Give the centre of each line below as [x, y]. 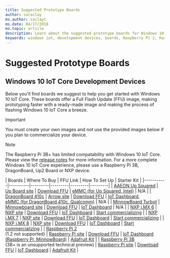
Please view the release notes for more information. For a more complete [81, 160]
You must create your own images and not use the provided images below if [84, 129]
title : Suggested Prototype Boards [43, 10]
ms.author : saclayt [26, 19]
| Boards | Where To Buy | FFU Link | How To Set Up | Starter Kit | [73, 180]
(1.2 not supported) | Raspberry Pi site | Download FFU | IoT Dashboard [79, 234]
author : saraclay [24, 15]
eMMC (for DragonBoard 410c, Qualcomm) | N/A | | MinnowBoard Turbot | [82, 201]
